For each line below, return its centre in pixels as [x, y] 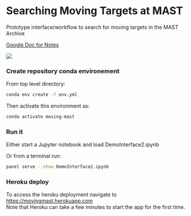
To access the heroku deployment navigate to [61, 195]
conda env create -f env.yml [42, 95]
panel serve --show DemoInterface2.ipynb [58, 167]
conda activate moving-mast [41, 117]
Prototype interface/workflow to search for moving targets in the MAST [92, 27]
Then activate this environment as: [48, 106]
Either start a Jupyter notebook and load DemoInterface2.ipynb [83, 145]
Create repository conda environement [63, 71]
